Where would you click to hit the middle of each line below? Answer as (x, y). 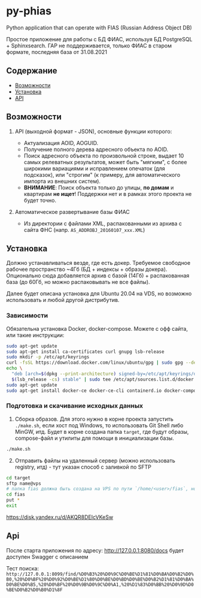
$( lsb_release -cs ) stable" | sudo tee (61, 379)
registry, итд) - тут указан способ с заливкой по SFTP (83, 467)
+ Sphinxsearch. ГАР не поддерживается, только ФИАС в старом (89, 46)
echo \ (14, 369)
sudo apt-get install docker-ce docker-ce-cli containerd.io (84, 391)
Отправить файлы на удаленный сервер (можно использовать (95, 460)
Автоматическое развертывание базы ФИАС (72, 212)
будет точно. (40, 200)
